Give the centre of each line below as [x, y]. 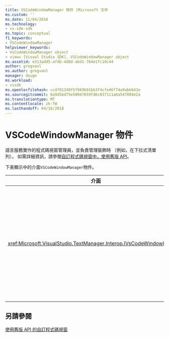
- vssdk [13, 85]
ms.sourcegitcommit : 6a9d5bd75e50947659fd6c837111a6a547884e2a [73, 94]
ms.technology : [21, 24]
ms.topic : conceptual [28, 33]
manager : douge [21, 76]
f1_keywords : [19, 38]
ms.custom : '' [20, 15]
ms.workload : [19, 80]
